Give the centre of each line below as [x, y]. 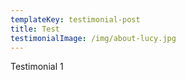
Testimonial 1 [37, 67]
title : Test [35, 29]
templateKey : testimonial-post [75, 19]
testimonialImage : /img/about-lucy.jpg [93, 38]
